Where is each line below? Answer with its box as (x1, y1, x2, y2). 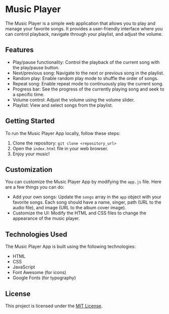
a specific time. (12, 91, 45, 97)
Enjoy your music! (12, 151, 50, 157)
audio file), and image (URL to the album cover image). (12, 205, 126, 211)
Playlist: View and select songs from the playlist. (12, 102, 114, 108)
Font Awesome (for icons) (12, 270, 67, 276)
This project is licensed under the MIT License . (5, 303, 103, 309)
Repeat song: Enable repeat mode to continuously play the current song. (12, 80, 164, 86)
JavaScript (12, 264, 35, 270)
